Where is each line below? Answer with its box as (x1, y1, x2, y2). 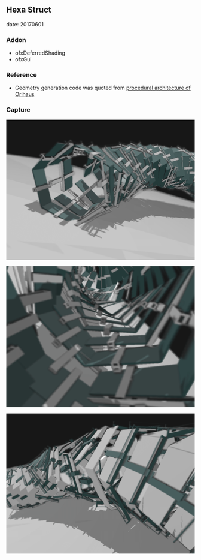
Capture (6, 106, 31, 114)
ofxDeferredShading (14, 49, 66, 56)
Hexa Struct (6, 5, 52, 15)
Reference (6, 71, 37, 79)
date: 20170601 (6, 20, 44, 28)
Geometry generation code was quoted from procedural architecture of (14, 84, 191, 92)
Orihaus (14, 91, 35, 98)
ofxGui (14, 56, 32, 63)
